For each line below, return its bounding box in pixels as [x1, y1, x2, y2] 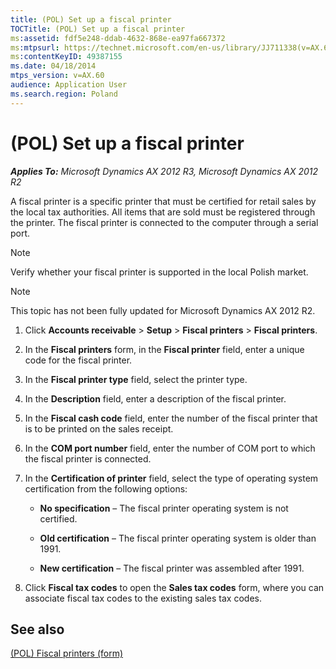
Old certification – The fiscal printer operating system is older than [39, 532, 317, 544]
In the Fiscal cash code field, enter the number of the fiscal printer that [24, 412, 318, 424]
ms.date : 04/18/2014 [10, 61, 97, 71]
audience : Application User [10, 80, 128, 90]
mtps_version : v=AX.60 [10, 71, 105, 81]
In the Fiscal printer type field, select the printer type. [24, 373, 248, 385]
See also [10, 621, 65, 638]
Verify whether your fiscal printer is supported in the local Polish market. [10, 266, 309, 278]
